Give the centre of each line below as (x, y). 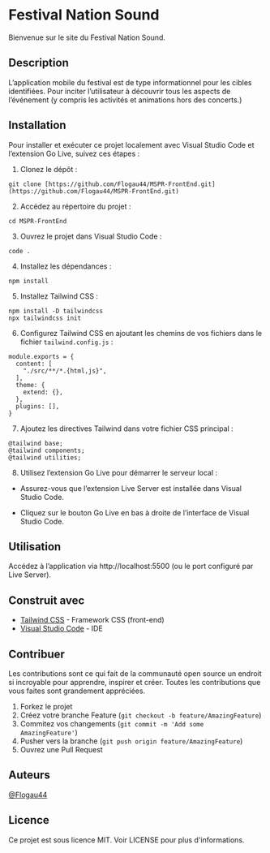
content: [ (34, 364)
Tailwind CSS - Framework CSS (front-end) (92, 620)
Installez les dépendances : (66, 266)
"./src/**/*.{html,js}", (65, 371)
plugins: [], (38, 406)
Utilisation (35, 547)
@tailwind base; (36, 443)
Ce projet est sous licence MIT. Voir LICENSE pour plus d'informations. (126, 840)
